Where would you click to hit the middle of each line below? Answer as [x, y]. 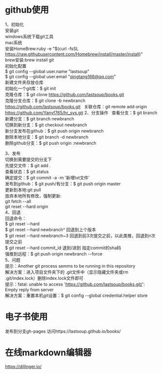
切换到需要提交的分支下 [28, 159]
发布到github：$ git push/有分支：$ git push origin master [63, 184]
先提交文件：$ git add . [28, 165]
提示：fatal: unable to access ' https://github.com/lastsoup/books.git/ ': [75, 284]
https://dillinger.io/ [23, 366]
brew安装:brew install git [30, 60]
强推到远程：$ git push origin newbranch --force [54, 254]
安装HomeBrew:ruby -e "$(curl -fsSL [42, 49]
